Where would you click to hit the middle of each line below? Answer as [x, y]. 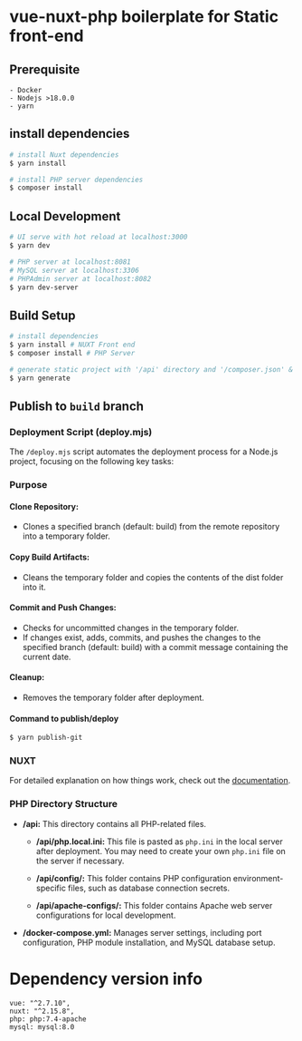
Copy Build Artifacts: [50, 557]
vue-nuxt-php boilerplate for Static [144, 17]
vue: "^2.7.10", [40, 1003]
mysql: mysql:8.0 [42, 1026]
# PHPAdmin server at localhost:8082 [80, 278]
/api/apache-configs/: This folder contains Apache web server [154, 905]
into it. [34, 587]
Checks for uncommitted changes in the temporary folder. [131, 628]
